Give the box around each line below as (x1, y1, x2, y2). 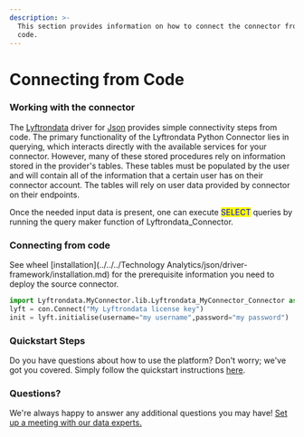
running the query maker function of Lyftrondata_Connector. (9, 216, 233, 227)
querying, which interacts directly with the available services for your (9, 141, 267, 152)
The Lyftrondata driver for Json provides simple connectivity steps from (9, 121, 278, 132)
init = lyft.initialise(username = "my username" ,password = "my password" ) (9, 313, 290, 322)
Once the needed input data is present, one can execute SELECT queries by (9, 206, 293, 217)
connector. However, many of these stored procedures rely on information (9, 150, 286, 161)
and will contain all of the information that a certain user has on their (9, 169, 264, 181)
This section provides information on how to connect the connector (17, 22, 281, 31)
